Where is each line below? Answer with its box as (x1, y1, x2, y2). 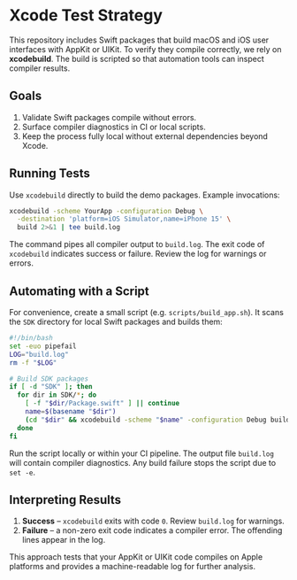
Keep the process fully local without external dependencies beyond (21, 130, 268, 142)
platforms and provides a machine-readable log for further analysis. (9, 561, 256, 572)
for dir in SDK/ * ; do (17, 391, 97, 399)
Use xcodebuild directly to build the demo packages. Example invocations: (9, 189, 280, 200)
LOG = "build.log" (9, 350, 69, 359)
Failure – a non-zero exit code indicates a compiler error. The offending (21, 525, 283, 536)
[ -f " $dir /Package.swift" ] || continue (25, 399, 179, 408)
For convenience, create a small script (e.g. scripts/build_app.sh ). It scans (9, 307, 285, 317)
